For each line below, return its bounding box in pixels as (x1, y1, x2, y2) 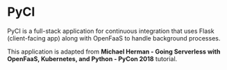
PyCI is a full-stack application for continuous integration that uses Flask (7, 27, 215, 35)
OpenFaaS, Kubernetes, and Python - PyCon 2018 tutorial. (7, 54, 178, 62)
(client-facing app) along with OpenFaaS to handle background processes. (7, 34, 221, 42)
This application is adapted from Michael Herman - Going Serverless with (7, 47, 221, 56)
